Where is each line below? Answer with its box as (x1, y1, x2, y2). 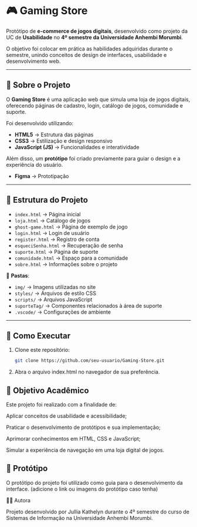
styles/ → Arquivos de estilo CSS (14, 290, 97, 297)
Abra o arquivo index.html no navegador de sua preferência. (14, 368, 160, 375)
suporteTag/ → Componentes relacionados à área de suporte (14, 302, 162, 309)
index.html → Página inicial (14, 210, 81, 217)
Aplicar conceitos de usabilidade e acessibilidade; (6, 412, 127, 419)
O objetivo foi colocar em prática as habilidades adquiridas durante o (6, 45, 173, 52)
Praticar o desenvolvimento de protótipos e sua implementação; (6, 424, 161, 431)
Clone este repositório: (14, 347, 70, 354)
